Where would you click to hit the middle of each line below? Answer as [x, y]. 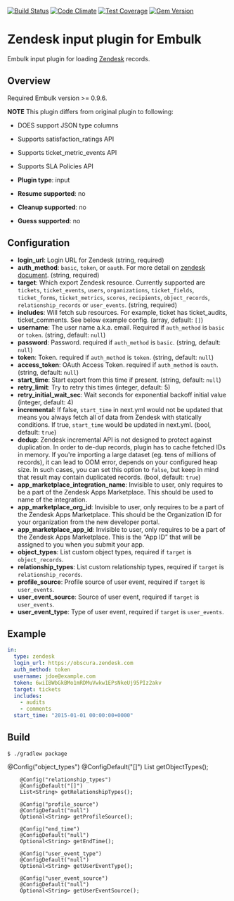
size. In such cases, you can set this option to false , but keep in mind [118, 469]
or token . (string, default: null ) [61, 335]
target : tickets [37, 689]
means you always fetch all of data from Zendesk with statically [110, 417]
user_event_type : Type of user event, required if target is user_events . [121, 611]
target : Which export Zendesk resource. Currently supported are [111, 282]
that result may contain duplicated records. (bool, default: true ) [109, 477]
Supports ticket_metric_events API [67, 152]
